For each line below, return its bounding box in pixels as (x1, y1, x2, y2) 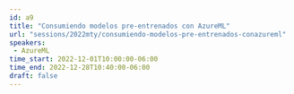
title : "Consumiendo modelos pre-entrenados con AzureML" (9, 21, 230, 30)
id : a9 (9, 13, 34, 22)
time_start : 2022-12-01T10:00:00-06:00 (9, 55, 159, 64)
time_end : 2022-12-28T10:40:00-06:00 (9, 64, 151, 73)
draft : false (9, 72, 58, 81)
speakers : (9, 38, 47, 47)
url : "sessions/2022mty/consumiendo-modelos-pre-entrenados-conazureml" (9, 30, 287, 38)
